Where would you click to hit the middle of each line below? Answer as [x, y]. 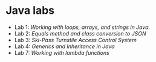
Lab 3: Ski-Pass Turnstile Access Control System [75, 40]
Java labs [30, 11]
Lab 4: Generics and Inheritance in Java [65, 46]
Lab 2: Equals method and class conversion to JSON [80, 33]
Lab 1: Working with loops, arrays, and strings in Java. [82, 27]
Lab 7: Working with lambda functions [62, 52]
